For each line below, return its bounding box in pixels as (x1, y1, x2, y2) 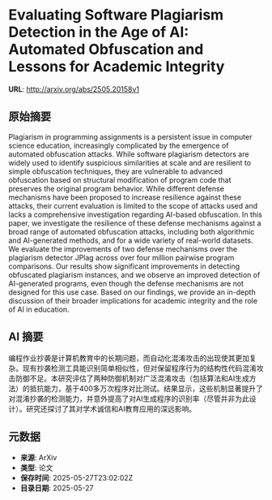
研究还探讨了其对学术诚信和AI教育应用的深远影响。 (25, 403, 197, 413)
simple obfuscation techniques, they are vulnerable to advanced (8, 166, 223, 176)
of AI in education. (8, 304, 70, 314)
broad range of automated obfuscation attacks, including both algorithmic (8, 226, 255, 236)
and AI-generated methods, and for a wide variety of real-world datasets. (8, 235, 253, 245)
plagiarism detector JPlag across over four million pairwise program (8, 252, 235, 262)
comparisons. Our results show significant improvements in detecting (8, 261, 240, 271)
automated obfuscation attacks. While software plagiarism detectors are (8, 149, 249, 159)
